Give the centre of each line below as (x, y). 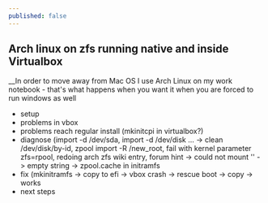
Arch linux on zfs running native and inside (119, 49)
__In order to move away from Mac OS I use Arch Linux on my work (121, 81)
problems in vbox (49, 123)
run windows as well (43, 98)
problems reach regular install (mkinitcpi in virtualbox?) (112, 132)
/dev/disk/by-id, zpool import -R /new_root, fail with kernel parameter (136, 149)
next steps (38, 192)
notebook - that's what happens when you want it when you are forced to (131, 89)
